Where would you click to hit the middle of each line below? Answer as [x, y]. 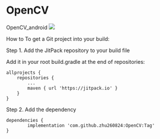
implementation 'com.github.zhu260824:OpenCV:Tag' [91, 125]
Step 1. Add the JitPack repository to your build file [68, 50]
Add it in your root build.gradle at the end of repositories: [76, 62]
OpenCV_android [27, 27]
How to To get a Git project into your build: [58, 38]
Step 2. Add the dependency [41, 109]
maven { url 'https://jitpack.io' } [73, 88]
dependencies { [25, 120]
